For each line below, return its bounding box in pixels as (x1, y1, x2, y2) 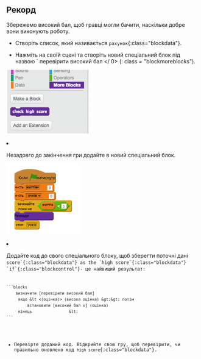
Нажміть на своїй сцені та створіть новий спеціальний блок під (15, 51, 181, 59)
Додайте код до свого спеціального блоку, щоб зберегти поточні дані (6, 252, 189, 259)
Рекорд (6, 5, 37, 15)
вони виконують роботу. (6, 27, 70, 35)
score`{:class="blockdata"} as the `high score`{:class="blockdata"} (6, 259, 187, 266)
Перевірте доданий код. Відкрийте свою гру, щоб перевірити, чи (14, 341, 181, 347)
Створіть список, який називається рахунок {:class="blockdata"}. (15, 39, 182, 46)
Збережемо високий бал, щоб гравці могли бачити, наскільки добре (6, 21, 185, 28)
